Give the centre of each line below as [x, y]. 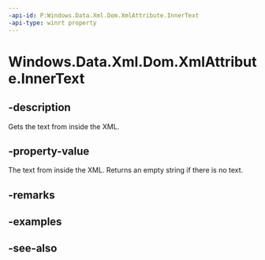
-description [39, 108]
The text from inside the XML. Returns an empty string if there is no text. [126, 170]
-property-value [49, 151]
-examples [35, 222]
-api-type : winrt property [52, 23]
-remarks [32, 195]
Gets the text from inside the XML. [64, 126]
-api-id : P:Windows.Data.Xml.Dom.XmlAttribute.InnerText [104, 15]
